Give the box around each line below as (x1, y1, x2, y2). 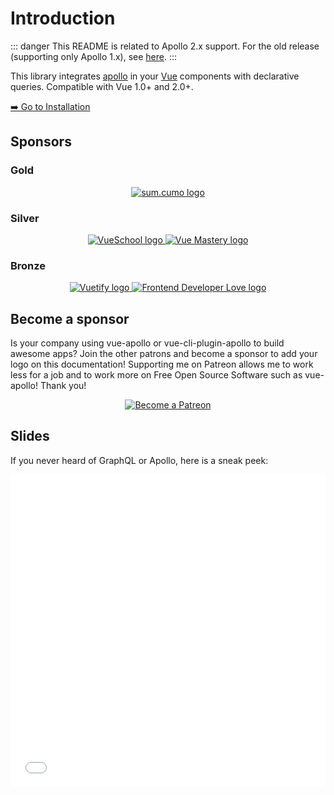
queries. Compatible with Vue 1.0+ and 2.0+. (10, 80, 194, 92)
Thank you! (39, 380, 87, 392)
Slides (10, 428, 50, 445)
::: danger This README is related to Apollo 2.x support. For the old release (10, 40, 320, 52)
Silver (10, 211, 40, 225)
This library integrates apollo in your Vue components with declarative (10, 70, 300, 82)
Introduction (10, 7, 116, 30)
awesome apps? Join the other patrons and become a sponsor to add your (10, 348, 318, 360)
